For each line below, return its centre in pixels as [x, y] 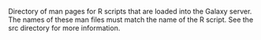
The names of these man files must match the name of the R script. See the [131, 20]
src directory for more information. [64, 28]
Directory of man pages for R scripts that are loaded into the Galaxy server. [130, 11]
